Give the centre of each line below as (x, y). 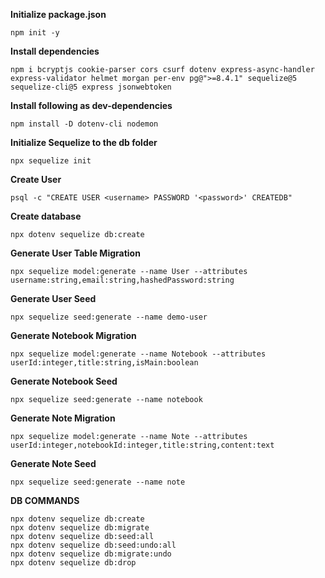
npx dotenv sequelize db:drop (73, 563)
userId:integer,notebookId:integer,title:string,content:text (142, 445)
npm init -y (35, 33)
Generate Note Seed (53, 463)
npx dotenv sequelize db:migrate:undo (91, 554)
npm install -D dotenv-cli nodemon (84, 124)
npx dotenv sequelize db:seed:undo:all (93, 545)
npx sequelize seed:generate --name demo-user (109, 317)
